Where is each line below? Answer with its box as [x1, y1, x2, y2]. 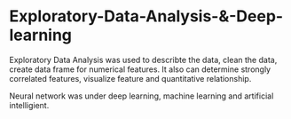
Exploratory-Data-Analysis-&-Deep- [9, 6, 284, 27]
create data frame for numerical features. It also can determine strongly [9, 64, 271, 75]
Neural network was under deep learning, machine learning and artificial [9, 91, 274, 101]
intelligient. [9, 99, 50, 110]
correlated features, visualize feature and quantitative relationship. [9, 73, 252, 83]
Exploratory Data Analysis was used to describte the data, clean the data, [9, 54, 278, 65]
